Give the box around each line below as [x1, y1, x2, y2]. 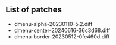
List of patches [5, 5, 62, 15]
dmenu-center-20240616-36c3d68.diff [14, 27, 111, 34]
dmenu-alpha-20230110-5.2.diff [14, 20, 93, 27]
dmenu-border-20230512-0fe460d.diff [14, 33, 110, 40]
